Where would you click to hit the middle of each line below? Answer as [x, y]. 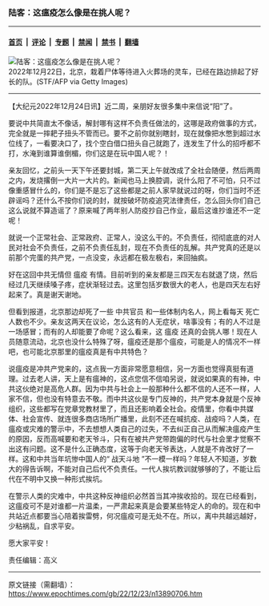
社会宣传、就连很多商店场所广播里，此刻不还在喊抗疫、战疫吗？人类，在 [141, 418]
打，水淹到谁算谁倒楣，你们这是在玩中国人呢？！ [89, 153]
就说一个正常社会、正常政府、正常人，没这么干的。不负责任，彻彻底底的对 [131, 237]
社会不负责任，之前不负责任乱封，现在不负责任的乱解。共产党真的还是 [138, 247]
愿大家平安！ [29, 543]
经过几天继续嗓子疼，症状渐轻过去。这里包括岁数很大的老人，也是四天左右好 [134, 284]
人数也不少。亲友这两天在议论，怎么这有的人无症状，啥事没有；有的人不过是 [134, 321]
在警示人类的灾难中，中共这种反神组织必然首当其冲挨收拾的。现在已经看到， [134, 495]
